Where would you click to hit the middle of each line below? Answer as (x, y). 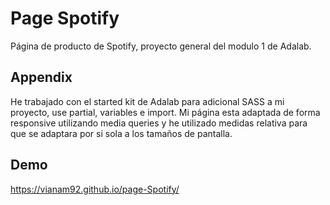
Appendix (41, 77)
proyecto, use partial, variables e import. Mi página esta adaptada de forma (165, 112)
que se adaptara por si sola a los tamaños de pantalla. (121, 133)
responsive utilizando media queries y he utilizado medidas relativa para (159, 123)
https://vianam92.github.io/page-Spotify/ (95, 189)
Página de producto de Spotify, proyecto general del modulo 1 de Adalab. (161, 46)
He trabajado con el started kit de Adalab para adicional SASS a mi (147, 101)
